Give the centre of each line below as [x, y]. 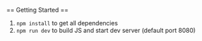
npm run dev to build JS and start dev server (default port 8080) [106, 30]
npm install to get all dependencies [67, 23]
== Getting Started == [38, 10]
